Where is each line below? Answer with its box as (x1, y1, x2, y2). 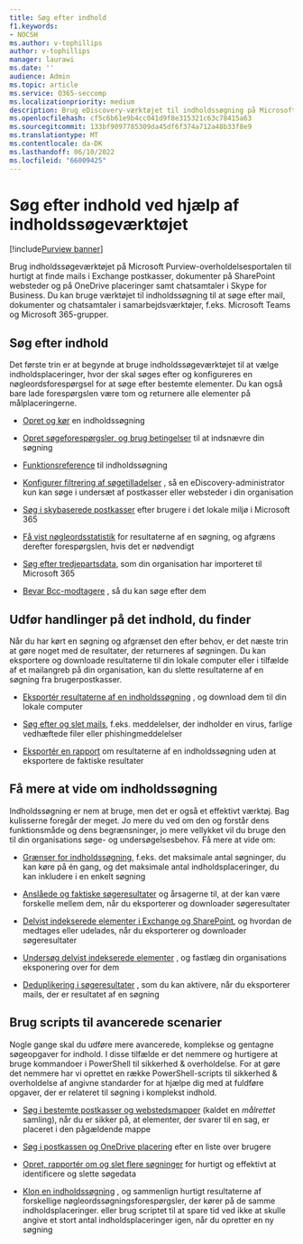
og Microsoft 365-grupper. (9, 309, 109, 320)
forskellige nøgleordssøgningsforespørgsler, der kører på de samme (22, 1195, 276, 1206)
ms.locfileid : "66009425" (9, 155, 106, 165)
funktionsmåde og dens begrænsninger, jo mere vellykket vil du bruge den (9, 824, 287, 835)
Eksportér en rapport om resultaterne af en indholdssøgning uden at (22, 746, 277, 757)
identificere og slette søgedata (22, 1168, 137, 1179)
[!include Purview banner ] (9, 244, 104, 255)
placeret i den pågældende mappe (22, 1123, 151, 1134)
